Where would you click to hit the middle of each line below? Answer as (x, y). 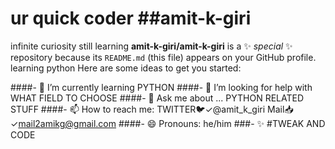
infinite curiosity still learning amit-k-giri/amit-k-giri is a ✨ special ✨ (151, 46)
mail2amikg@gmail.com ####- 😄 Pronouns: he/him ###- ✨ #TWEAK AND (172, 123)
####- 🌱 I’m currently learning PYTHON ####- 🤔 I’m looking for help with (161, 87)
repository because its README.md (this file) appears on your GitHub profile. (163, 57)
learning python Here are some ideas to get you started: (126, 68)
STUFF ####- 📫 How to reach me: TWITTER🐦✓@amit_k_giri (138, 109)
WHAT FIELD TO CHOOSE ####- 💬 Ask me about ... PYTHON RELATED (157, 98)
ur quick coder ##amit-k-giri (131, 18)
